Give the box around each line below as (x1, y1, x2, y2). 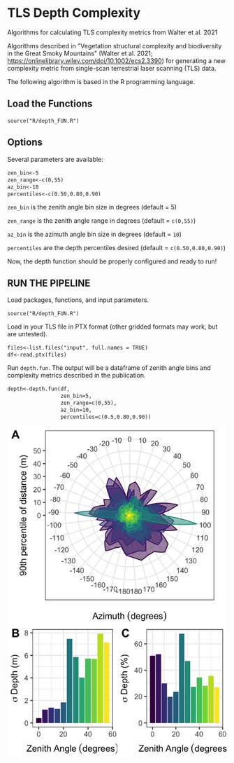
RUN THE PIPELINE (7, 277, 91, 289)
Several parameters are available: (7, 155, 103, 163)
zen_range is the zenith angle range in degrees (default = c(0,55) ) (7, 216, 196, 225)
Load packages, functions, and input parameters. (7, 296, 149, 304)
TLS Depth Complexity (7, 5, 141, 21)
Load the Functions (7, 98, 93, 110)
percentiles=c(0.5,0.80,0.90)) (60, 413, 152, 421)
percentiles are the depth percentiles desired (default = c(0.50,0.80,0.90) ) (7, 243, 226, 252)
